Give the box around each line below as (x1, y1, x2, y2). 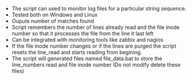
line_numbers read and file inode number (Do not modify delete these (11, 61, 181, 68)
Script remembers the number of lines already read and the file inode (11, 24, 180, 31)
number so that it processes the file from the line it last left (11, 30, 154, 37)
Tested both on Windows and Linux (11, 11, 98, 18)
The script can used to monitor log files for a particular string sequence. (11, 5, 187, 12)
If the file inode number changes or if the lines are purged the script (11, 42, 177, 49)
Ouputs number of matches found (11, 18, 94, 24)
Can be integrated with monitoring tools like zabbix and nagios (11, 36, 164, 43)
